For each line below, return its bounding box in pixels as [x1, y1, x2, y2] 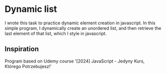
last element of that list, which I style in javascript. [4, 30, 107, 36]
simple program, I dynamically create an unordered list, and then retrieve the [4, 25, 162, 31]
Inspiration [4, 45, 39, 53]
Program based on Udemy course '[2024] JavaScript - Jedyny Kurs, [4, 58, 145, 64]
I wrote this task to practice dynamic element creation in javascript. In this [4, 20, 156, 26]
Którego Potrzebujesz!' [4, 63, 52, 69]
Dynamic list [4, 3, 58, 15]
